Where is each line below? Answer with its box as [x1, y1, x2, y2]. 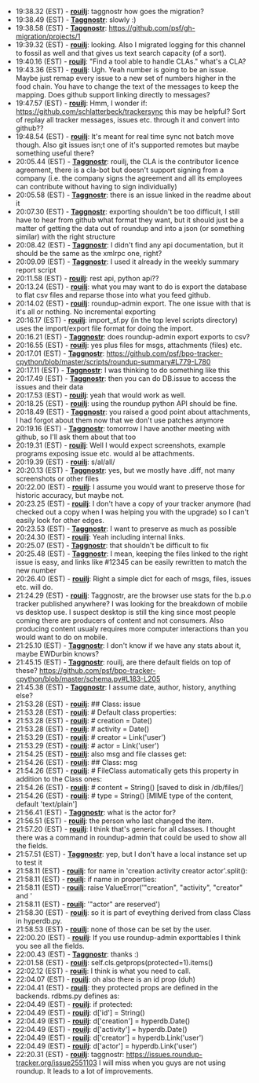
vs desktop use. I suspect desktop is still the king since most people [15, 608, 236, 617]
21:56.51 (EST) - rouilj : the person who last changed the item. [15, 816, 214, 825]
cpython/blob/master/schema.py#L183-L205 [15, 675, 161, 683]
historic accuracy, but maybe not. [15, 491, 124, 499]
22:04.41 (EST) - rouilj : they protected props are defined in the [15, 983, 218, 992]
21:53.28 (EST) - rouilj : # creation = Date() [15, 716, 153, 725]
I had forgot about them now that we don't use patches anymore [15, 415, 224, 425]
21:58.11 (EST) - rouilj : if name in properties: [15, 875, 157, 884]
